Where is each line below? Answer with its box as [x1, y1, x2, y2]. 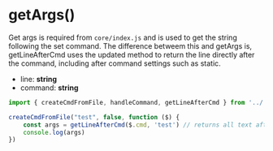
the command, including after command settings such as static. [8, 58, 221, 68]
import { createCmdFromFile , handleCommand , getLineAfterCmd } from [8, 98, 245, 106]
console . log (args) [23, 128, 85, 136]
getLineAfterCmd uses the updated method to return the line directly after [8, 50, 255, 59]
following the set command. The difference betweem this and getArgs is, [8, 41, 253, 50]
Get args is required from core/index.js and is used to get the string [8, 32, 237, 42]
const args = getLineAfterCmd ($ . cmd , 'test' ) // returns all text [23, 120, 253, 129]
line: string [19, 74, 58, 84]
